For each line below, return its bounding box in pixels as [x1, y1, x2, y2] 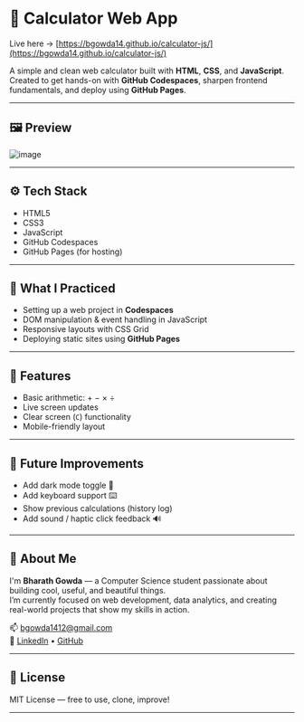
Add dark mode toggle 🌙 [22, 480, 115, 490]
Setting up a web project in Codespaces [22, 305, 174, 316]
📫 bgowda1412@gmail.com [9, 622, 113, 632]
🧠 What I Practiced [9, 280, 116, 296]
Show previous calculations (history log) [22, 503, 174, 514]
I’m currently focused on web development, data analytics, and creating [9, 594, 278, 605]
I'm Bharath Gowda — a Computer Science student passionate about [9, 575, 269, 586]
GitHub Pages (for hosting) [22, 246, 123, 257]
